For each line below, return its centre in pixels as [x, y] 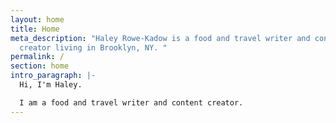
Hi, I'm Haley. [51, 85]
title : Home [35, 29]
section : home [40, 66]
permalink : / [37, 57]
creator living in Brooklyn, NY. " [93, 47]
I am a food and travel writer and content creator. [131, 102]
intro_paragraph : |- [53, 76]
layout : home [37, 19]
